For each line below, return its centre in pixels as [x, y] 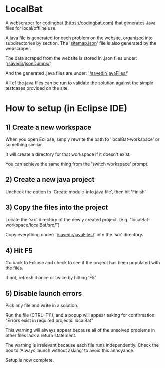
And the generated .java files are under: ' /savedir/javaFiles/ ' [67, 73]
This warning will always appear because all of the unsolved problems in [80, 330]
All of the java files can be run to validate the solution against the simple [79, 83]
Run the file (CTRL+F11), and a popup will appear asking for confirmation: [81, 315]
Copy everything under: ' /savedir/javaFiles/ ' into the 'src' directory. [74, 234]
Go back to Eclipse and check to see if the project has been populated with [83, 263]
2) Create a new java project [50, 179]
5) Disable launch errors [44, 293]
